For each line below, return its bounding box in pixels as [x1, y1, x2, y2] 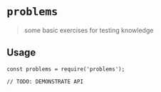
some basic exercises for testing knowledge [24, 26, 154, 34]
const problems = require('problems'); [6, 66, 125, 73]
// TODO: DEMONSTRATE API [6, 78, 83, 85]
